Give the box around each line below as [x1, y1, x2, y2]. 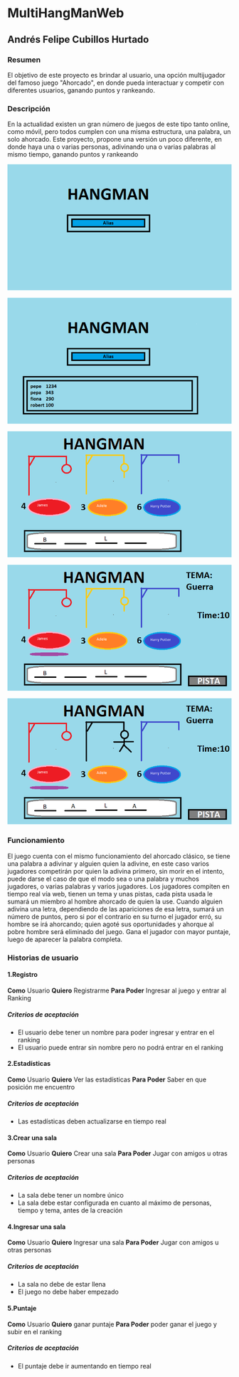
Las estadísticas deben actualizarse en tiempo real [17, 1117, 167, 1126]
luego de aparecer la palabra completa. [7, 935, 123, 943]
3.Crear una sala [7, 1133, 57, 1142]
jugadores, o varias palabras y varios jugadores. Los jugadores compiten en [7, 881, 230, 891]
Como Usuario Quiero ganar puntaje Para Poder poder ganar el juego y [7, 1319, 217, 1329]
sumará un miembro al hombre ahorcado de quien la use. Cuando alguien [7, 897, 223, 906]
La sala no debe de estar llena [17, 1280, 106, 1289]
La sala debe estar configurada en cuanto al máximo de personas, [17, 1198, 212, 1208]
